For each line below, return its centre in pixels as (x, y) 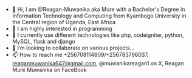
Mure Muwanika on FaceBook (49, 70)
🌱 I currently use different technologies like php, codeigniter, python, (98, 35)
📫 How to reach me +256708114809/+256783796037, (80, 55)
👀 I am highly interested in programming (62, 28)
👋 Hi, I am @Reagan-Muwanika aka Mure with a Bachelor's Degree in (98, 9)
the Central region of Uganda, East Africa (64, 22)
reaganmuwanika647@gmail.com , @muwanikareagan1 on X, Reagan (98, 63)
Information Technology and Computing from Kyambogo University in (99, 16)
